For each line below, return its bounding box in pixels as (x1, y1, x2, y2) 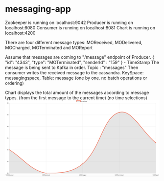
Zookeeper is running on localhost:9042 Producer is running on (5, 20, 133, 25)
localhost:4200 (5, 30, 36, 36)
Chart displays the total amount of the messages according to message (5, 90, 149, 95)
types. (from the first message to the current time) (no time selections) (5, 94, 148, 101)
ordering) (5, 80, 24, 86)
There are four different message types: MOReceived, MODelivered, (5, 39, 143, 45)
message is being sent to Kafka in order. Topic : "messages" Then (5, 65, 139, 70)
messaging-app (5, 3, 71, 15)
